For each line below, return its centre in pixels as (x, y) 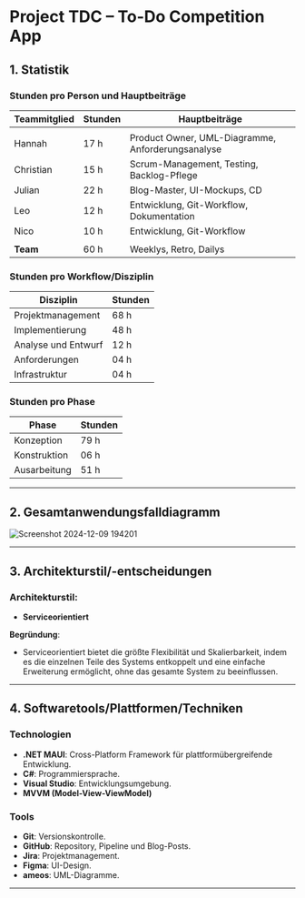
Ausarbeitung (43, 470)
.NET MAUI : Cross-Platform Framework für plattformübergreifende (148, 754)
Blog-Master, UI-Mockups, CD (196, 190)
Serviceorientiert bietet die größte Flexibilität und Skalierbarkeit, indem (155, 651)
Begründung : (35, 634)
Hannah (31, 143)
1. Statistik (39, 70)
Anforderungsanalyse (176, 149)
